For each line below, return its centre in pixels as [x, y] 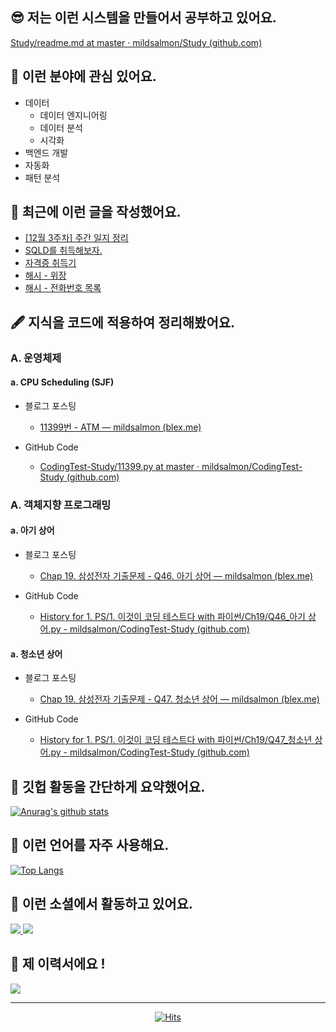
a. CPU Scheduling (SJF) [62, 382]
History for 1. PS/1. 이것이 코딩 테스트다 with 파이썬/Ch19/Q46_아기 [172, 617]
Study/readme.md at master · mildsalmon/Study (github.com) [136, 42]
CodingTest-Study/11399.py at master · [119, 466]
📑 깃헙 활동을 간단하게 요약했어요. [108, 786]
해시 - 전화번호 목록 [63, 288]
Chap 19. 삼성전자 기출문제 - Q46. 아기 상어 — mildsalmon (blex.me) [176, 576]
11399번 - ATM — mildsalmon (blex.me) [120, 427]
